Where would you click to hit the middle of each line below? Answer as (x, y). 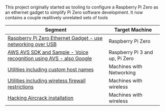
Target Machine (133, 30)
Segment (56, 30)
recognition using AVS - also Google (50, 58)
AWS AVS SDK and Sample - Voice (48, 52)
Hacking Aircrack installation (41, 98)
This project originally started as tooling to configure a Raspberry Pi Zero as (82, 7)
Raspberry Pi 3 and (131, 52)
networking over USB (32, 44)
